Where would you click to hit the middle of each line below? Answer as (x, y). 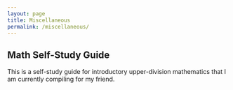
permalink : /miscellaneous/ (48, 27)
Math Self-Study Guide (59, 55)
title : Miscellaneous (39, 20)
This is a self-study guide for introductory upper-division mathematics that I (117, 72)
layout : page (26, 14)
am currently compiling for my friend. (61, 79)
